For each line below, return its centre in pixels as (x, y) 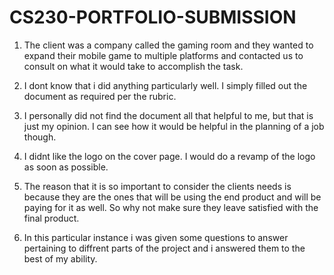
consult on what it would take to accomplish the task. (133, 66)
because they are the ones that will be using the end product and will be (172, 197)
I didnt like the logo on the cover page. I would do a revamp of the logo (169, 156)
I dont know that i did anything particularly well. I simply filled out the (165, 85)
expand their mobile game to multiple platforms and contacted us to (163, 55)
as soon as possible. (66, 167)
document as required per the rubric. (100, 96)
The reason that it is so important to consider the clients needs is (157, 186)
